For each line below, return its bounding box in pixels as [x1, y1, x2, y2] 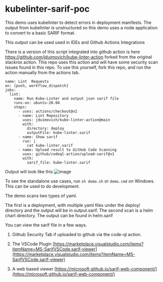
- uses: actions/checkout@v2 [18, 109, 78, 114]
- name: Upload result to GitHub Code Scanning [18, 147, 117, 152]
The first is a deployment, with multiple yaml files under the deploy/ [5, 202, 141, 208]
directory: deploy [26, 126, 64, 131]
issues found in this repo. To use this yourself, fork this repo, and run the [5, 64, 151, 70]
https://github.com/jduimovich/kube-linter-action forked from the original [5, 54, 152, 60]
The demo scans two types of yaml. [5, 193, 77, 199]
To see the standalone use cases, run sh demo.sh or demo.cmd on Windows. [5, 178, 155, 184]
